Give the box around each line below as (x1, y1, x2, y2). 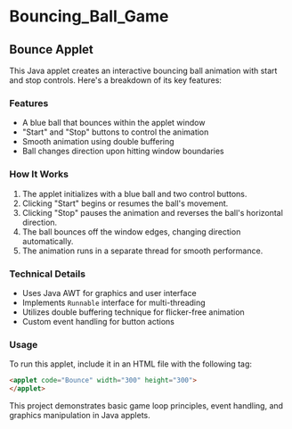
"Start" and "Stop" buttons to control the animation (21, 127, 209, 137)
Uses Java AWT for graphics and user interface (21, 287, 198, 298)
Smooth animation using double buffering (21, 136, 175, 147)
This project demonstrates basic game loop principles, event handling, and (9, 400, 283, 411)
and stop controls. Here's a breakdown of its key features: (9, 75, 223, 86)
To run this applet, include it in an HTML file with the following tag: (9, 359, 252, 369)
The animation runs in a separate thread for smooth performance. (21, 245, 264, 256)
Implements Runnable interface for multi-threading (21, 297, 207, 308)
